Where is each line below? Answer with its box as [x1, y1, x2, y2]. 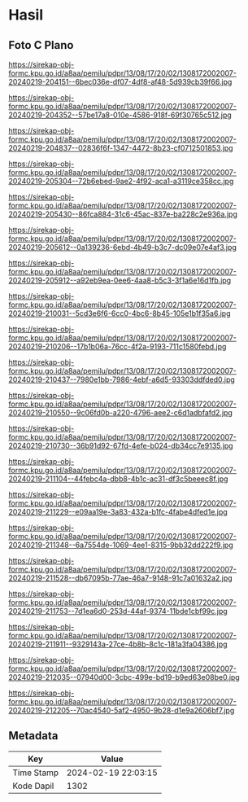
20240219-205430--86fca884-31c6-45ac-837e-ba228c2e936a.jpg [8, 209, 237, 219]
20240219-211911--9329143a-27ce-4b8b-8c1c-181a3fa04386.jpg [8, 639, 228, 649]
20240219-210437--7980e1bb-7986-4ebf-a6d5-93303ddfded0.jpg [8, 375, 236, 384]
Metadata [8, 729, 59, 743]
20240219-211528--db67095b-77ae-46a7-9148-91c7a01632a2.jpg [8, 573, 233, 583]
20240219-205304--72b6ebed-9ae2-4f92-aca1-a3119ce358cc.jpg [8, 177, 234, 186]
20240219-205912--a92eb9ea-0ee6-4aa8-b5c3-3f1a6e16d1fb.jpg [8, 275, 232, 285]
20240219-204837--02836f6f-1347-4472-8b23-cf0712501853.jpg [8, 143, 233, 152]
